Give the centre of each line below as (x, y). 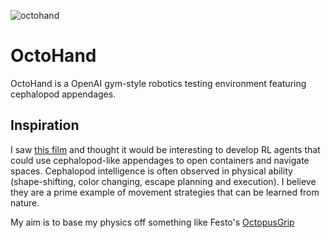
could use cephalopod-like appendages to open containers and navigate (160, 160)
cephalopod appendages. (63, 94)
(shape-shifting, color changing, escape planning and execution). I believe (163, 181)
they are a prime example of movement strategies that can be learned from (165, 192)
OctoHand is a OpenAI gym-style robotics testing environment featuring (158, 83)
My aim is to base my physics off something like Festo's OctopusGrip (152, 222)
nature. (25, 202)
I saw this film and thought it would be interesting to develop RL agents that (165, 149)
